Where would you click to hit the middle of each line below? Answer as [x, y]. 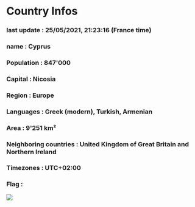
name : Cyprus [28, 47]
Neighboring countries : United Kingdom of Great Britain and [97, 144]
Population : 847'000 [39, 63]
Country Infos [42, 11]
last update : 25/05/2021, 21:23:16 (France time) [79, 30]
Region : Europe [30, 95]
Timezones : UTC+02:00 [44, 168]
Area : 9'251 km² [31, 127]
